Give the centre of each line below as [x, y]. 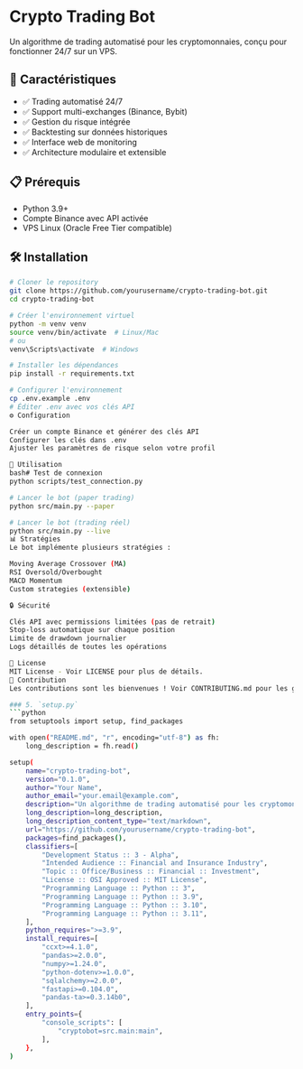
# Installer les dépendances [64, 366]
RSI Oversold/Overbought [56, 572]
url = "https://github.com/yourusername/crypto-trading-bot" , [141, 829]
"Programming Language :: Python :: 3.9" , [123, 897]
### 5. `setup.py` [44, 705]
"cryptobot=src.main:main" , [110, 1031]
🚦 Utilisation [36, 465]
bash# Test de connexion [56, 473]
